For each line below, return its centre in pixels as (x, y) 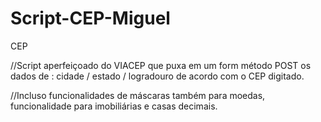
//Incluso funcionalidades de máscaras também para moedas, (138, 95)
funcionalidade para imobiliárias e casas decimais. (114, 106)
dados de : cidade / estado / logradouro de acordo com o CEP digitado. (157, 76)
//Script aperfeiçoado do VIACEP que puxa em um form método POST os (161, 65)
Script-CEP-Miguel (90, 18)
